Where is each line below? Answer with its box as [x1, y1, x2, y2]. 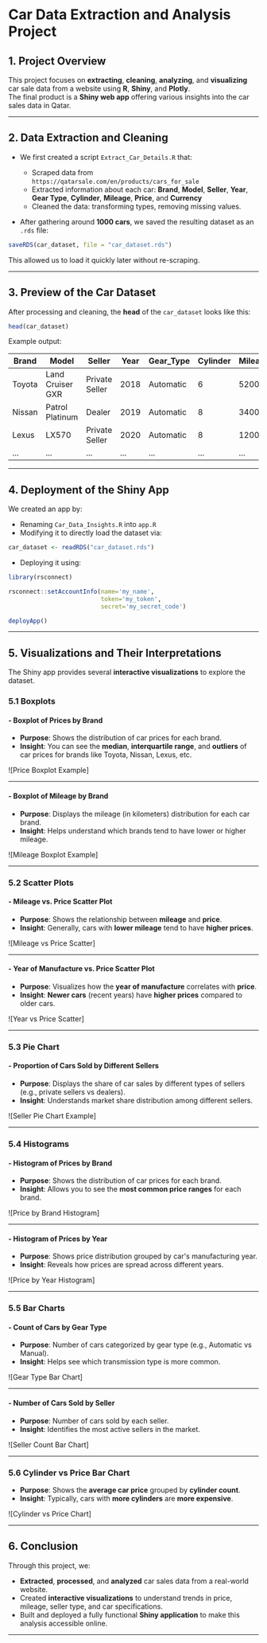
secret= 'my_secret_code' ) [100, 603, 187, 611]
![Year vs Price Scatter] [8, 1013, 85, 1024]
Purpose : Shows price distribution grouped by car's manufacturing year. [19, 1251, 258, 1261]
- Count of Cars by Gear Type [8, 1322, 107, 1332]
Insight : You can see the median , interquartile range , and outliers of [19, 742, 248, 751]
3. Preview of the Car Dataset [8, 286, 157, 299]
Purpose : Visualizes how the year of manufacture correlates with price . [19, 982, 257, 991]
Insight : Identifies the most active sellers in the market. [19, 1424, 201, 1434]
